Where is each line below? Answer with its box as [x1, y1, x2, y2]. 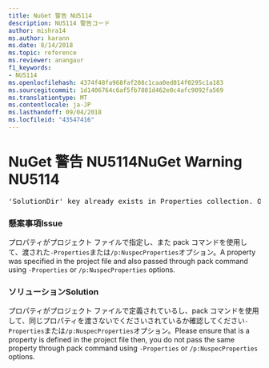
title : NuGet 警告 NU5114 [8, 11, 92, 20]
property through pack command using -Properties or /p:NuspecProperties [8, 343, 259, 353]
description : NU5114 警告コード [8, 19, 110, 27]
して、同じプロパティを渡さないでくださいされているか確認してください [8, 316, 246, 326]
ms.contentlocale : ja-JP [8, 101, 91, 109]
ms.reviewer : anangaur [8, 57, 84, 65]
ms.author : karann [8, 34, 70, 42]
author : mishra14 [8, 26, 66, 34]
